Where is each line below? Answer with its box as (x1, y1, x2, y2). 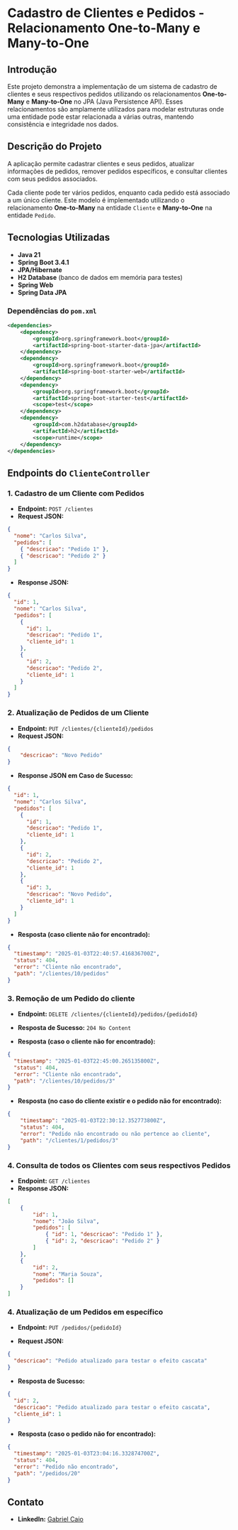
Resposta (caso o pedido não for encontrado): (17, 1430, 156, 1438)
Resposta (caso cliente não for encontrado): (17, 930, 151, 938)
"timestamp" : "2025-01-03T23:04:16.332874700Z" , (13, 1450, 160, 1458)
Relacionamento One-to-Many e (7, 20, 200, 36)
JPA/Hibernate (17, 265, 62, 274)
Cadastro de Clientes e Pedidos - (7, 5, 205, 21)
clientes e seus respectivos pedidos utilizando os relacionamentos (7, 90, 201, 98)
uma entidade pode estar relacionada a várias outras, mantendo (7, 112, 194, 121)
